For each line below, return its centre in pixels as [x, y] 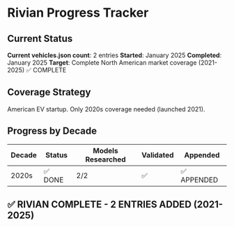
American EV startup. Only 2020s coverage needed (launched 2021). [106, 109]
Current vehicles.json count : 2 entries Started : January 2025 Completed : [115, 55]
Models [106, 150]
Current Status [40, 39]
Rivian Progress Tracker [78, 13]
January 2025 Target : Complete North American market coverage [102, 63]
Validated [158, 155]
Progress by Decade [52, 131]
